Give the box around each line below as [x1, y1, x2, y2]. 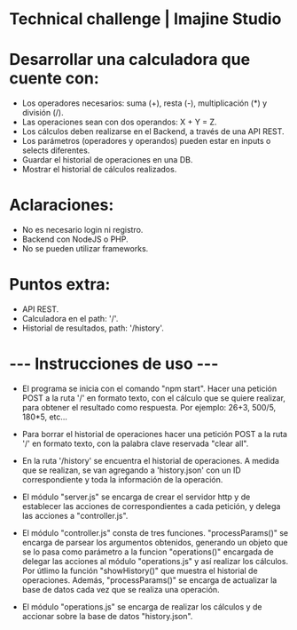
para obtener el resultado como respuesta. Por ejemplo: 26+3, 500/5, [21, 402, 277, 412]
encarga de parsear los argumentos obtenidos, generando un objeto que [21, 537, 288, 547]
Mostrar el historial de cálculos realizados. [21, 164, 177, 175]
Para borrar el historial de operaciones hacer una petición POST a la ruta [21, 428, 288, 439]
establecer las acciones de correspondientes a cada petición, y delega [21, 500, 281, 511]
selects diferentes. [21, 145, 90, 156]
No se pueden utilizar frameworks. [21, 243, 149, 254]
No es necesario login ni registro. [21, 225, 144, 235]
